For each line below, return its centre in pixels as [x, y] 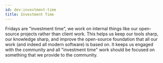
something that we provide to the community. [52, 55]
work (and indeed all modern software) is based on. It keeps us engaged [79, 44]
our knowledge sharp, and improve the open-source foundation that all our [81, 39]
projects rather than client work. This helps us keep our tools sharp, [89, 34]
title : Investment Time [30, 14]
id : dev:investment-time [31, 10]
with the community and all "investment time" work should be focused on [80, 50]
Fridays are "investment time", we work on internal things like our [71, 28]
